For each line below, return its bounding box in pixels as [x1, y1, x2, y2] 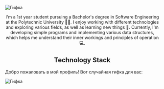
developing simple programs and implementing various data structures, [10, 30, 154, 35]
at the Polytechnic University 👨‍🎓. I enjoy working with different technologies [5, 19, 159, 25]
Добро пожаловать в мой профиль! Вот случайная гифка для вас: [5, 69, 143, 75]
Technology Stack [54, 56, 111, 64]
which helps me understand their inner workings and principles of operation [5, 35, 159, 40]
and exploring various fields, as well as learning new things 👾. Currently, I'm [5, 24, 159, 30]
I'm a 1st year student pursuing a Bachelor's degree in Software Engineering [5, 14, 159, 19]
